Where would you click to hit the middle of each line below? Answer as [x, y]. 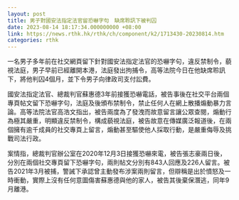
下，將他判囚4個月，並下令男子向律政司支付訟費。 [81, 79]
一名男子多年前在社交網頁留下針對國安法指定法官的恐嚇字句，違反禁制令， [116, 62]
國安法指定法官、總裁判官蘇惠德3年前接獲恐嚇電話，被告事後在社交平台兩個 [118, 94]
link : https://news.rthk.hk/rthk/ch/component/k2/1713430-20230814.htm [116, 34]
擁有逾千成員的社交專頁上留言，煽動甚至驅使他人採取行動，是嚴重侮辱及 [119, 130]
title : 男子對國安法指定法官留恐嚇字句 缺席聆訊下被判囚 [82, 21]
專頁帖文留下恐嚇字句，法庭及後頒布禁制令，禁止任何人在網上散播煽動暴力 [116, 103]
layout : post [27, 14]
